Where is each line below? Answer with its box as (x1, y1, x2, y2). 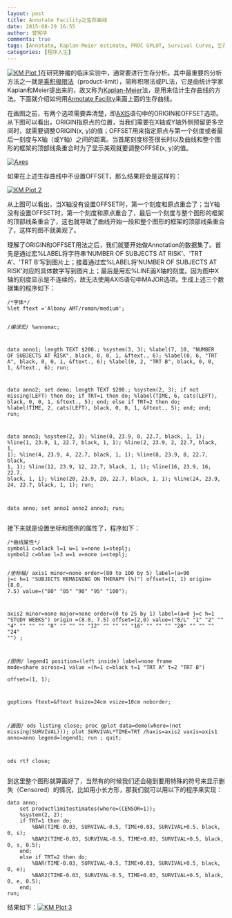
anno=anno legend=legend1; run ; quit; (7, 735, 122, 742)
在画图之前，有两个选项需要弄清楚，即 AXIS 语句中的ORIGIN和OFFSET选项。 (7, 109, 222, 118)
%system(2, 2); (19, 811, 64, 818)
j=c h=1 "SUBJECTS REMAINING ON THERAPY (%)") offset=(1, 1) (7, 576, 187, 582)
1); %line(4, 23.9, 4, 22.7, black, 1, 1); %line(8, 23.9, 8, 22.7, (7, 451, 209, 459)
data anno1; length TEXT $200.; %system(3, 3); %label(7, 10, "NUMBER (7, 346, 215, 353)
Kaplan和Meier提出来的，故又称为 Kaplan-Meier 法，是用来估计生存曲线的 (7, 86, 215, 94)
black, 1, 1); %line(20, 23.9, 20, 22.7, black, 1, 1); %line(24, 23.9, (7, 475, 221, 483)
